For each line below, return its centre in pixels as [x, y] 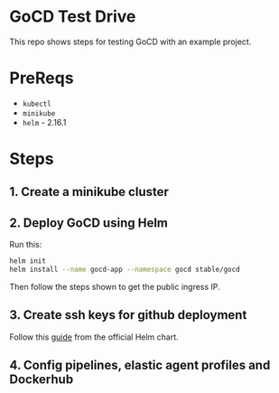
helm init [28, 261]
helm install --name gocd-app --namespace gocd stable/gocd [125, 270]
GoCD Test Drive [73, 17]
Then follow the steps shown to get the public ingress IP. [115, 287]
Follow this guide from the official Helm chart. [94, 337]
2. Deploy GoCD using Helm [89, 223]
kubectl [37, 104]
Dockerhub [42, 380]
